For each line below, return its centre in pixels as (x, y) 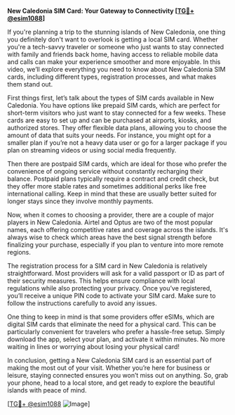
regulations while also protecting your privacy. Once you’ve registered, (109, 288)
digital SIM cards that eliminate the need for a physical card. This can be (112, 324)
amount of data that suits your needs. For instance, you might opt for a (109, 135)
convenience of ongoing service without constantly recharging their (105, 171)
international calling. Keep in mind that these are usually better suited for (112, 194)
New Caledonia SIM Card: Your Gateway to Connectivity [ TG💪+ (101, 11)
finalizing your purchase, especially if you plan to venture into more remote (115, 245)
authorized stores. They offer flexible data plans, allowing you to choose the (117, 128)
